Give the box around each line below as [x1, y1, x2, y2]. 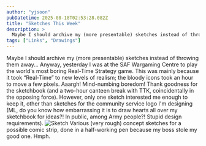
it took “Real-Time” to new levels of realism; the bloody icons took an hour [6, 74, 194, 81]
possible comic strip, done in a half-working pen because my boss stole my [6, 126, 197, 133]
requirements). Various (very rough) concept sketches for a [6, 120, 182, 126]
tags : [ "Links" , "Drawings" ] [6, 37, 81, 44]
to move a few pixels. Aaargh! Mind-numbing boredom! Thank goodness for [6, 80, 198, 88]
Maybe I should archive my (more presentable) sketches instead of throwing [6, 55, 199, 61]
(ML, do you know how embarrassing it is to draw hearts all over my [6, 107, 178, 113]
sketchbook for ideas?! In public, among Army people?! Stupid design [6, 113, 182, 120]
